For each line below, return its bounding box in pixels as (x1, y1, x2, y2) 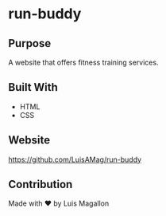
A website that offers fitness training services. (8, 57, 159, 67)
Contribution (8, 178, 73, 191)
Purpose (8, 37, 52, 50)
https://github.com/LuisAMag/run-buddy (8, 155, 141, 164)
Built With (8, 81, 58, 94)
